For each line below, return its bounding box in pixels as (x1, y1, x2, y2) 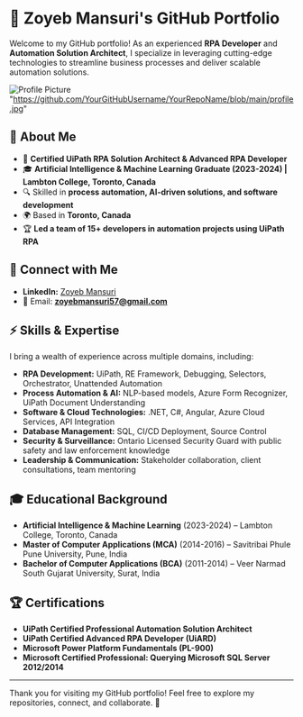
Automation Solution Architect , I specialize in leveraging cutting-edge (9, 47, 272, 58)
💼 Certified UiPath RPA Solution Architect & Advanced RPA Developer (22, 153, 288, 164)
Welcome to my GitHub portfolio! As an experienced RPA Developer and (9, 38, 278, 49)
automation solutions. (9, 67, 90, 77)
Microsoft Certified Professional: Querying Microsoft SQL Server (22, 652, 271, 663)
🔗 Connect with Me (9, 262, 119, 277)
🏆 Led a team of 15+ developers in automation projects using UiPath (22, 222, 285, 233)
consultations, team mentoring (22, 464, 137, 476)
